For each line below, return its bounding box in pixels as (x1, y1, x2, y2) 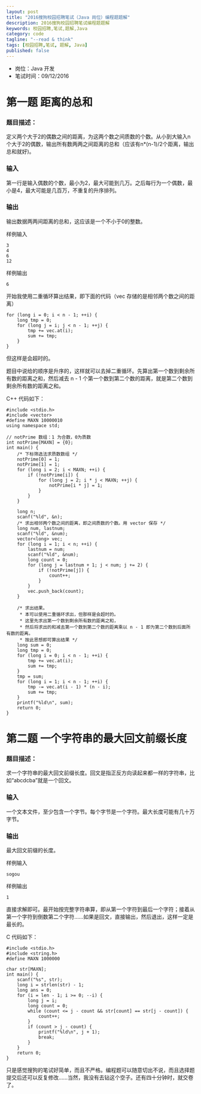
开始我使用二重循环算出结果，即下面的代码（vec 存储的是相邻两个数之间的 (6, 292, 190, 300)
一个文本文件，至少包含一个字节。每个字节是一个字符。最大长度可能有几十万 (6, 808, 195, 815)
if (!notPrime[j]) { (38, 567, 90, 573)
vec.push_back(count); (28, 588, 84, 594)
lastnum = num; (28, 546, 66, 552)
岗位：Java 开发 (14, 65, 55, 72)
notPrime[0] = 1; (17, 456, 60, 462)
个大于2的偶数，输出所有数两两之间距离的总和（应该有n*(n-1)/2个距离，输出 (6, 141, 194, 148)
